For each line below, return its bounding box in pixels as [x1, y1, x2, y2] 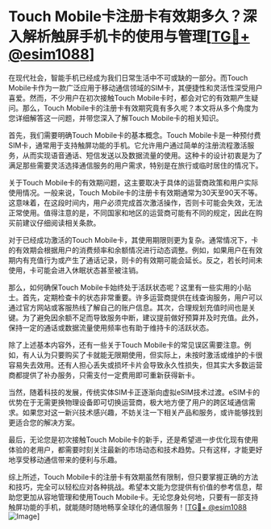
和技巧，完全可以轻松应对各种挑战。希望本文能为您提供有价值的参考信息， [8, 481, 256, 492]
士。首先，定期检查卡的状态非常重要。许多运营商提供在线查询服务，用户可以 [8, 292, 263, 302]
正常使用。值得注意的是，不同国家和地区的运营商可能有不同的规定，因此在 [8, 207, 256, 218]
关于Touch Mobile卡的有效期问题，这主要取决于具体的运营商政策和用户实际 [8, 177, 259, 187]
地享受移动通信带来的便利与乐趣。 [8, 455, 122, 464]
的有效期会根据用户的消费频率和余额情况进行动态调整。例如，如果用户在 [8, 245, 248, 255]
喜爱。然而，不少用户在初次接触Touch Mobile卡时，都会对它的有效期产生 [8, 93, 252, 102]
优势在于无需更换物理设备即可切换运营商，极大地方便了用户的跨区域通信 [8, 397, 248, 407]
